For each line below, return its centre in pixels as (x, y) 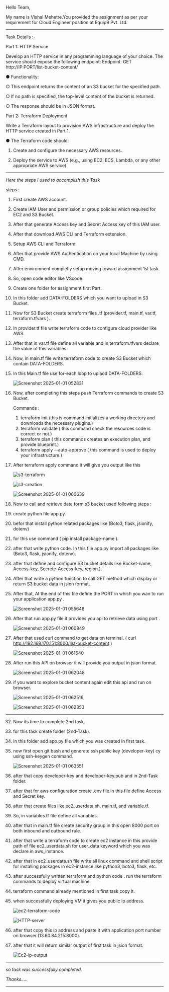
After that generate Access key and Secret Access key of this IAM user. (87, 224)
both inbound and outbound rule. (47, 831)
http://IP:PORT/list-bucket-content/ (42, 67)
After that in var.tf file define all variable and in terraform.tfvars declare (86, 343)
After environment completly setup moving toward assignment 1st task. (86, 269)
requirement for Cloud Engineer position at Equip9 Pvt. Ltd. (67, 22)
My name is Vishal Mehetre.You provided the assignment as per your (77, 17)
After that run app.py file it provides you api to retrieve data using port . (86, 618)
